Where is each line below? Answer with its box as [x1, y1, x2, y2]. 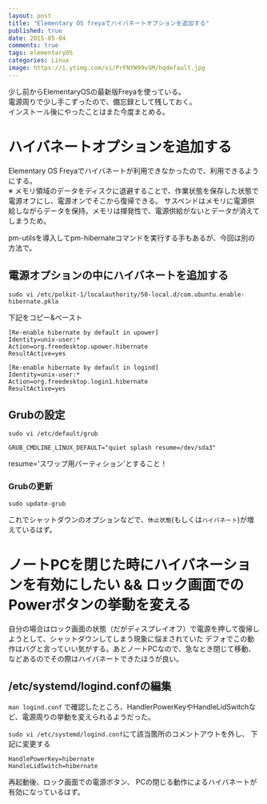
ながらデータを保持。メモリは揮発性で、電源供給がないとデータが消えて [22, 206, 260, 215]
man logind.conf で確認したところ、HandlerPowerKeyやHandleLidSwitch [8, 702, 249, 712]
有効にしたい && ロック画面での [36, 576, 244, 593]
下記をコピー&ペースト [8, 312, 83, 322]
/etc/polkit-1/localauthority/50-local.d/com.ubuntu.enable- [37, 290, 245, 299]
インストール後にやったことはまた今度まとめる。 [8, 107, 169, 116]
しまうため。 [8, 215, 50, 225]
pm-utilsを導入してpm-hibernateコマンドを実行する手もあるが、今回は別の [8, 233, 256, 243]
